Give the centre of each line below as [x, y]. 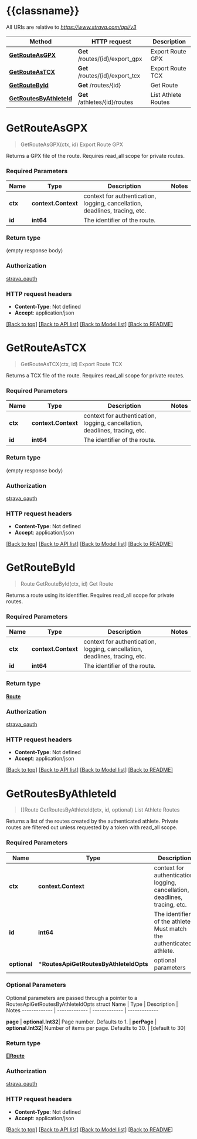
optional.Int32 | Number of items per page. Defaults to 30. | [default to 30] [96, 1028]
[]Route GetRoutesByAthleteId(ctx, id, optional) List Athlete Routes [100, 810]
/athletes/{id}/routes [106, 102]
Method [40, 41]
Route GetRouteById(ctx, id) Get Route [67, 584]
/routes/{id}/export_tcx [109, 76]
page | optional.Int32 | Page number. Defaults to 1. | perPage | [81, 1022]
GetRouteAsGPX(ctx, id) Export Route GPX [72, 144]
